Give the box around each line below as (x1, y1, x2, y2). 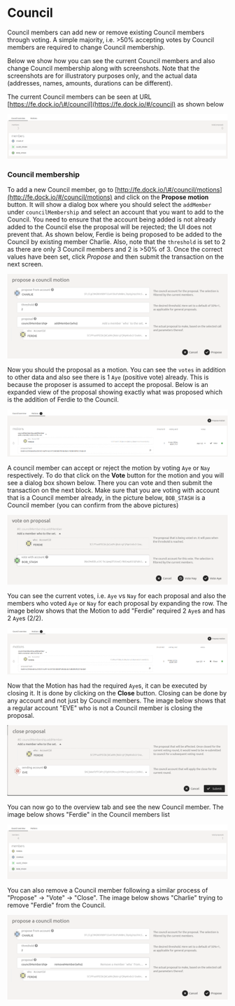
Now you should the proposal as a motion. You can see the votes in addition (7, 366, 226, 374)
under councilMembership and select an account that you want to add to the (7, 208, 224, 217)
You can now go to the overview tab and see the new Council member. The (7, 803, 224, 811)
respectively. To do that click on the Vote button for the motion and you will (7, 471, 225, 480)
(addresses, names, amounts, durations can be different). (7, 79, 173, 87)
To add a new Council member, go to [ (7, 186, 117, 194)
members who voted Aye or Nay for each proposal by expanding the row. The (7, 599, 228, 607)
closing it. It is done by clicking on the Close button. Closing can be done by (7, 688, 227, 697)
